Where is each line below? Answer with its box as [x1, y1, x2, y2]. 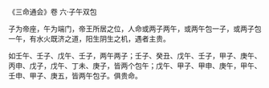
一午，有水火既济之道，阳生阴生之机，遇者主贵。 [8, 34, 170, 43]
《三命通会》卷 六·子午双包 [8, 7, 97, 16]
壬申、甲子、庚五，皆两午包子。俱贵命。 [8, 71, 142, 80]
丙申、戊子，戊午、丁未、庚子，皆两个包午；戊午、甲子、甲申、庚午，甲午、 [8, 61, 262, 70]
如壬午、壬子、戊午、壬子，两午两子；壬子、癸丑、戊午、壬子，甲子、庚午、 [8, 51, 262, 60]
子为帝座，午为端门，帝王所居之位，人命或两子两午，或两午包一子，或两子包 [8, 24, 262, 34]
